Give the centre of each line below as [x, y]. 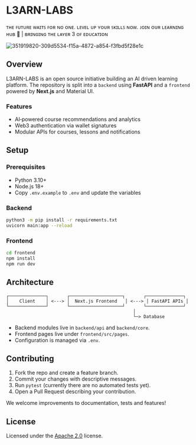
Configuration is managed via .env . [57, 340]
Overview [24, 65]
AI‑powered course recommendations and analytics [77, 119]
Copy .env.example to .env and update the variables [78, 192]
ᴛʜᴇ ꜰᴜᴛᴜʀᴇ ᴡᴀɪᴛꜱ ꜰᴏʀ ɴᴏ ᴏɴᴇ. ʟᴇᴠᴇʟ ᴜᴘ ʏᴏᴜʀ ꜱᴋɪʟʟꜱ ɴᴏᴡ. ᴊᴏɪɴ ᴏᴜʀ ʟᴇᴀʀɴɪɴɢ [95, 27]
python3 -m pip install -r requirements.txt [62, 220]
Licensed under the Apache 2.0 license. [55, 436]
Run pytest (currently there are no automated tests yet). [83, 385]
